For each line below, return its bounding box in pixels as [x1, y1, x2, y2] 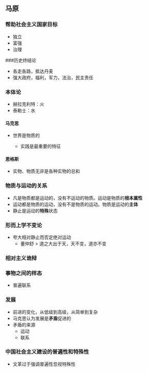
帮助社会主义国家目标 [5, 21, 58, 28]
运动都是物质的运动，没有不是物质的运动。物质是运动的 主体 [12, 201, 138, 207]
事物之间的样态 [5, 269, 42, 276]
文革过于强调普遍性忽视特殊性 [12, 361, 76, 367]
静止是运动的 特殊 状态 [12, 207, 58, 214]
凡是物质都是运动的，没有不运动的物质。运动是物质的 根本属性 [12, 195, 143, 201]
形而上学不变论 [5, 221, 42, 228]
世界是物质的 [12, 132, 40, 138]
